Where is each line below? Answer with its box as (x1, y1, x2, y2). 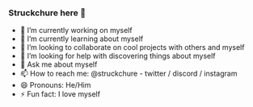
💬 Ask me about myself (19, 60, 98, 69)
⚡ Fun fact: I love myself (19, 89, 101, 99)
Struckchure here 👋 (8, 7, 86, 19)
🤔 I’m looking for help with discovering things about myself (19, 51, 216, 61)
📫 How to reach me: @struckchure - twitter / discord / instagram (19, 68, 238, 79)
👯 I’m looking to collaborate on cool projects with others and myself (19, 43, 245, 52)
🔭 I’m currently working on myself (19, 26, 133, 35)
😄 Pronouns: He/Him (19, 80, 91, 90)
